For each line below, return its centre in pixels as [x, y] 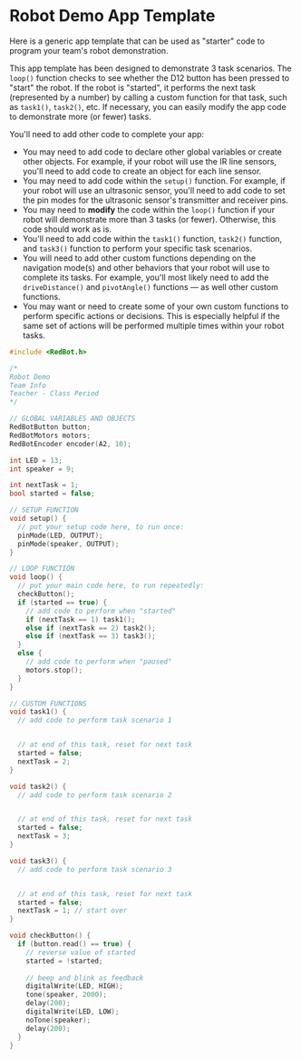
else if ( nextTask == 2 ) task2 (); [91, 628]
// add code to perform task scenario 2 [95, 795]
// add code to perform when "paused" [99, 662]
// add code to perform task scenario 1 [95, 720]
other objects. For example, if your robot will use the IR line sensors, [150, 161]
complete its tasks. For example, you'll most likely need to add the [146, 277]
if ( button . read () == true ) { [74, 944]
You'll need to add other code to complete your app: [107, 134]
